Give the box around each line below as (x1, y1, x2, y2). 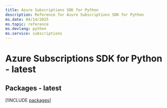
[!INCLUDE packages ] (5, 97, 51, 103)
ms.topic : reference (5, 21, 49, 27)
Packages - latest (5, 84, 62, 92)
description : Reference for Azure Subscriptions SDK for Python (5, 12, 144, 17)
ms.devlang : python (5, 26, 47, 31)
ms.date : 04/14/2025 (5, 17, 49, 22)
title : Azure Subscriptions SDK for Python (5, 7, 99, 13)
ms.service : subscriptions (5, 31, 62, 36)
